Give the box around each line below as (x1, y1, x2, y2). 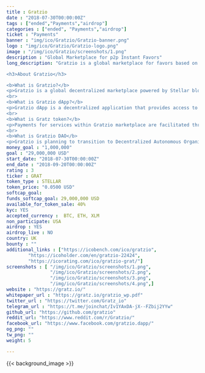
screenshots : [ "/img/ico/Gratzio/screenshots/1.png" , (6, 264, 151, 270)
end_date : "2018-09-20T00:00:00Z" (6, 161, 97, 168)
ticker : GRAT (6, 173, 43, 179)
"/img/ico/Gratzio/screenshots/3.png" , (49, 275, 151, 281)
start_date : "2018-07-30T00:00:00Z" (6, 156, 99, 162)
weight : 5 (6, 337, 32, 344)
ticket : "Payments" (6, 32, 59, 38)
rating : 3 (6, 167, 34, 173)
